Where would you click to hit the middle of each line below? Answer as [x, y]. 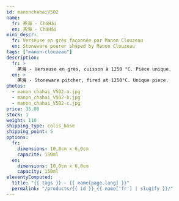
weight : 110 [21, 120]
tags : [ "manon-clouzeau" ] [39, 52]
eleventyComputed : [30, 177]
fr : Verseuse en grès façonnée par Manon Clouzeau [78, 40]
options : [17, 138]
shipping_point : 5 [30, 132]
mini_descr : [21, 35]
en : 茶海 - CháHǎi [34, 29]
